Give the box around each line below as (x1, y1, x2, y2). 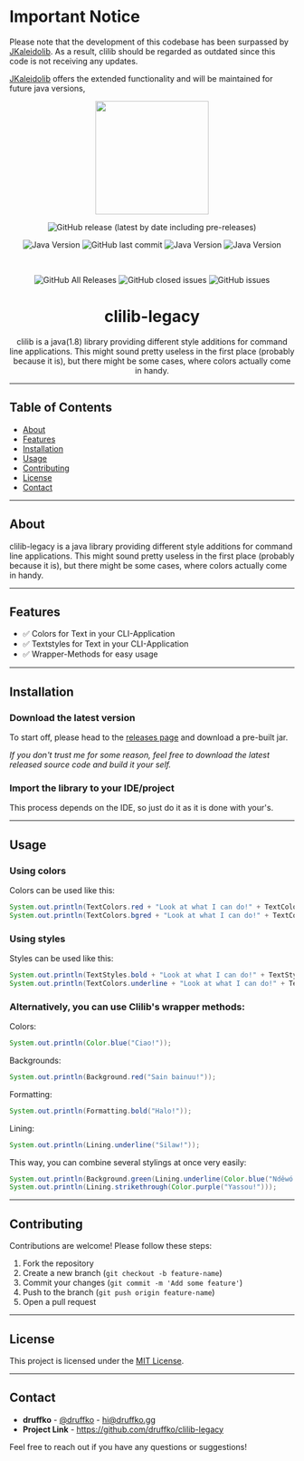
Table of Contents (9, 400, 113, 415)
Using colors (9, 864, 66, 877)
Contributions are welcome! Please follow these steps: (9, 1241, 213, 1252)
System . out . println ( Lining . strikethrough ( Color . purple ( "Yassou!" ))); (9, 1183, 278, 1192)
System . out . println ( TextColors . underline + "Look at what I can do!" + (9, 979, 285, 988)
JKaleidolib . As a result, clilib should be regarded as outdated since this (9, 45, 276, 56)
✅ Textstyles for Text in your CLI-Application (22, 638, 189, 649)
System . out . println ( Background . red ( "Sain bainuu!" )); (9, 1072, 217, 1081)
